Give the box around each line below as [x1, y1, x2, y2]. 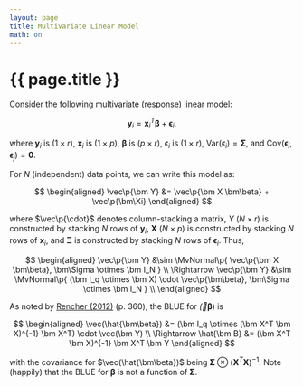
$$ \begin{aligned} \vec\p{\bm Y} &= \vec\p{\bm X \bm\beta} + [34, 186, 270, 197]
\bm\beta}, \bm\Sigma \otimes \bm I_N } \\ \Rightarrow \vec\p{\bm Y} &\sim [12, 264, 292, 275]
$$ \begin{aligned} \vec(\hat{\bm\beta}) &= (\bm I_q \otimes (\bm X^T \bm [13, 318, 291, 329]
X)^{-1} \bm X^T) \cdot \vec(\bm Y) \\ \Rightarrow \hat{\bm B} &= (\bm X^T [13, 327, 291, 339]
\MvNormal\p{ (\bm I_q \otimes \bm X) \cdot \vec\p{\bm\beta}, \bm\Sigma [14, 273, 290, 285]
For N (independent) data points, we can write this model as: [9, 169, 235, 180]
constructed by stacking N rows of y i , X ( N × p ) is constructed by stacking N [9, 223, 294, 236]
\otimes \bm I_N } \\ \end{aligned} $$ [82, 283, 222, 294]
